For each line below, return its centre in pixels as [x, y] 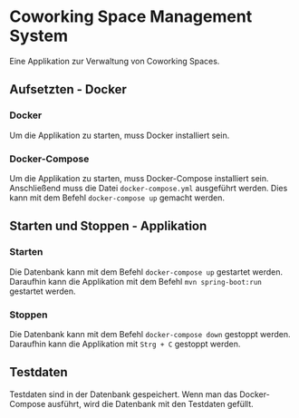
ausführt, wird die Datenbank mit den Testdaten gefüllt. [150, 403]
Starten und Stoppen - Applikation [108, 226]
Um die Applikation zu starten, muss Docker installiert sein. [120, 135]
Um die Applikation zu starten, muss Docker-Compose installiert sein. [139, 178]
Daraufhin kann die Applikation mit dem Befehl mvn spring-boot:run [136, 281]
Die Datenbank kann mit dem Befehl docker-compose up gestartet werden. [146, 272]
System [39, 36]
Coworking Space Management [131, 17]
